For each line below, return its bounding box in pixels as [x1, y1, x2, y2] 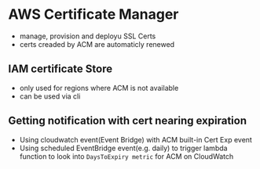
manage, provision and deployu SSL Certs [19, 31, 156, 41]
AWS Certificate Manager [8, 5, 179, 23]
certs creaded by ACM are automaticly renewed [19, 39, 175, 49]
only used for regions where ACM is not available [19, 83, 179, 92]
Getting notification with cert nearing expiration [8, 114, 247, 128]
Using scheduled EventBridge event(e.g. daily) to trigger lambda [19, 143, 228, 153]
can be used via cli [19, 92, 81, 101]
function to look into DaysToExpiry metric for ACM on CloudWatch [19, 151, 234, 161]
